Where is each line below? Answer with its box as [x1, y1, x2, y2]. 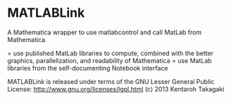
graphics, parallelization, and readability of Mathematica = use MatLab [7, 56, 213, 64]
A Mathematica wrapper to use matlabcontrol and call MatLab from [7, 28, 202, 36]
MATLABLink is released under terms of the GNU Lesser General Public [7, 77, 215, 85]
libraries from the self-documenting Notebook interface [7, 64, 168, 72]
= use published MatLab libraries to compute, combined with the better [7, 49, 213, 57]
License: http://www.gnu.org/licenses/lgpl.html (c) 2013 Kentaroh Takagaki [7, 85, 225, 93]
